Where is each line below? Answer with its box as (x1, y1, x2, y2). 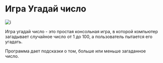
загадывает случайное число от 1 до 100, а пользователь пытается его (5, 34, 153, 39)
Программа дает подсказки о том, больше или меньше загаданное (5, 48, 146, 54)
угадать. (5, 38, 23, 44)
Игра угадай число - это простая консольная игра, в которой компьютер (5, 28, 158, 34)
